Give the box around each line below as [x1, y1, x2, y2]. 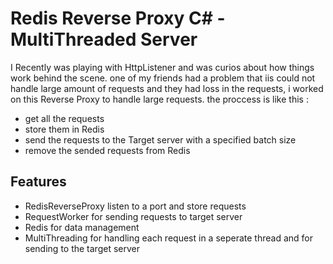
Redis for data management [24, 221, 140, 233]
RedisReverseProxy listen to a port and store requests [24, 200, 247, 212]
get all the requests [24, 112, 105, 124]
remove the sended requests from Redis [24, 144, 191, 156]
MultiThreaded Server [10, 28, 198, 51]
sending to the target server [24, 242, 140, 254]
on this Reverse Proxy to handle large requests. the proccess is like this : [10, 93, 309, 105]
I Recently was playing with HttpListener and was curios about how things [10, 61, 315, 73]
